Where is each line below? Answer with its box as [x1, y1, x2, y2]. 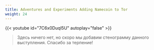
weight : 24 [5, 12, 27, 17]
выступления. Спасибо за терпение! [17, 39, 93, 45]
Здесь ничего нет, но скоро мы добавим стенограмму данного [17, 34, 149, 40]
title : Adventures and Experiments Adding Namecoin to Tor [5, 7, 128, 12]
